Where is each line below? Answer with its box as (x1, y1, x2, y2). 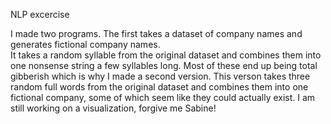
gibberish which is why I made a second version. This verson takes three (10, 70, 311, 82)
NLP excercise (10, 9, 70, 20)
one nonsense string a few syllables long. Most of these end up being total (10, 60, 318, 71)
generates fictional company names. (10, 39, 161, 50)
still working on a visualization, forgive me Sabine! (10, 102, 217, 114)
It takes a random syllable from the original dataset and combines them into (10, 49, 322, 61)
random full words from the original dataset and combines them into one (10, 81, 309, 93)
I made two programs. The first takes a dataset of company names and (10, 28, 303, 39)
